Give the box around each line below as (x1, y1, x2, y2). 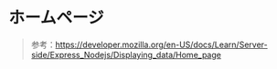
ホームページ (8, 7, 104, 28)
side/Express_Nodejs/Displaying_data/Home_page (30, 49, 221, 60)
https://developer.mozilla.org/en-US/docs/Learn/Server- (55, 39, 268, 50)
